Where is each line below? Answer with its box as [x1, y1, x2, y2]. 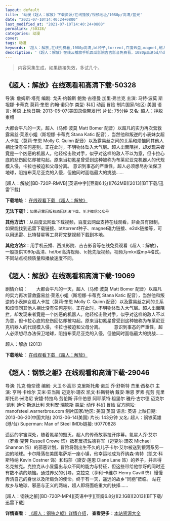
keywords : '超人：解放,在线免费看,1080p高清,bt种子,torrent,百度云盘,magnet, [5, 45, 159, 50]
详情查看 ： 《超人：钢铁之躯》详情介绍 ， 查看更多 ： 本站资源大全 [5, 510, 141, 516]
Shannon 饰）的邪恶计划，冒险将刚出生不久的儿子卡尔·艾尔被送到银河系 [5, 444, 155, 450]
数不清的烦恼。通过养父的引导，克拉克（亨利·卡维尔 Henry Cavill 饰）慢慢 [9, 469, 163, 475]
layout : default [5, 7, 39, 13]
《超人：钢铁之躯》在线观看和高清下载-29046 [5, 368, 150, 377]
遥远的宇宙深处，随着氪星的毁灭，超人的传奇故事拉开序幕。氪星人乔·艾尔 [5, 431, 158, 437]
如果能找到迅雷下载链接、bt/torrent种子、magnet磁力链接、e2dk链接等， [5, 225, 158, 232]
